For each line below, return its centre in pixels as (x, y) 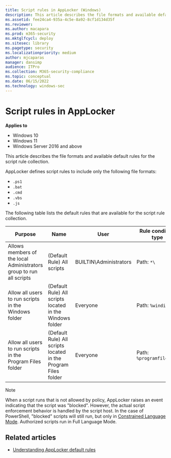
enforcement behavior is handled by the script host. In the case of (75, 411)
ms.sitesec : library (27, 43)
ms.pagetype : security (29, 48)
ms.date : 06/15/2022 (27, 81)
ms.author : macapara (27, 29)
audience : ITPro (22, 67)
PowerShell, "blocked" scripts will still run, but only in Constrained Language (85, 416)
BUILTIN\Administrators (103, 262)
